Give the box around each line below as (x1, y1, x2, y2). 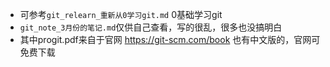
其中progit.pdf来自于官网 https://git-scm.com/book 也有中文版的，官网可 (19, 34, 321, 45)
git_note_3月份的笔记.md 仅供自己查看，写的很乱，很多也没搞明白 (19, 21, 283, 33)
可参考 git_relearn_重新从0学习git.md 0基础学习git (19, 9, 223, 20)
